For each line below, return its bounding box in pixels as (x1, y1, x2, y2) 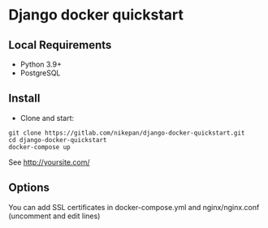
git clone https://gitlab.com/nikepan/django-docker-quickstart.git (8, 128, 245, 137)
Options (8, 181, 50, 195)
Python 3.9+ (19, 59, 63, 69)
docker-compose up (8, 143, 71, 151)
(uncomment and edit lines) (8, 211, 101, 221)
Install (8, 92, 41, 105)
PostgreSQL (19, 68, 61, 78)
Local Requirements (8, 38, 112, 52)
